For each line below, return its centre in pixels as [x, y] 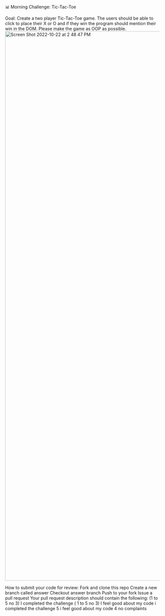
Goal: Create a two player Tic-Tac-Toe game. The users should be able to [79, 18]
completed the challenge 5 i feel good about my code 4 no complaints [76, 608]
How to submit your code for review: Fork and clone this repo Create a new [81, 588]
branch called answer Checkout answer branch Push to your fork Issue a [79, 593]
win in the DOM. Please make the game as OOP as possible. [66, 29]
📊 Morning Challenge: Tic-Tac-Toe [41, 7]
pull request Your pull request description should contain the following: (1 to [82, 598]
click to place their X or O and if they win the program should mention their [81, 23]
